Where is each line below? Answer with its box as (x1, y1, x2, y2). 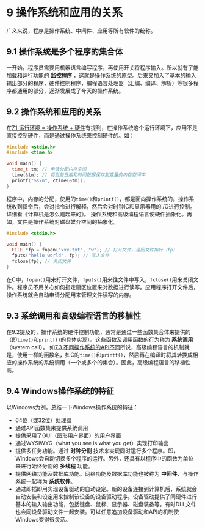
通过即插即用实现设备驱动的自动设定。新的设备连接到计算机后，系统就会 (15, 485, 197, 492)
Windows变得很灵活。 (15, 516, 71, 523)
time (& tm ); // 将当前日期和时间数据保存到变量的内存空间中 (12, 172, 146, 178)
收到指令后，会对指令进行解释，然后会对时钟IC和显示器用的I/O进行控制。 (11, 202, 196, 210)
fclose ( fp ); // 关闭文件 (12, 258, 71, 265)
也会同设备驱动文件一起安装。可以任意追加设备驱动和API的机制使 (15, 508, 179, 516)
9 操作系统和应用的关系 (6, 6, 123, 20)
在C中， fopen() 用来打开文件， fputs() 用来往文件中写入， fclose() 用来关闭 (6, 276, 193, 283)
